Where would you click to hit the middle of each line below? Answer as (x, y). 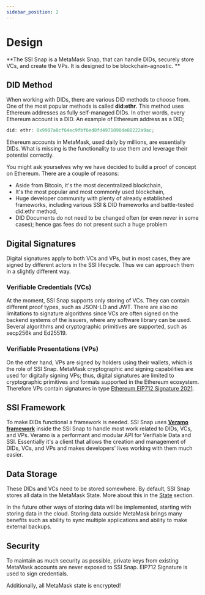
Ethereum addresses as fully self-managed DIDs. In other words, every (96, 113)
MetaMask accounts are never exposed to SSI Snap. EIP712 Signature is (97, 567)
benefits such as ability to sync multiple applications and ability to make (97, 520)
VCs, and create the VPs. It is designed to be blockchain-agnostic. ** (93, 65)
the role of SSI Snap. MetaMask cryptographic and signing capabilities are (100, 369)
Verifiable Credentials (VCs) (49, 287)
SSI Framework (36, 408)
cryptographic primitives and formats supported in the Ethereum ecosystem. (103, 382)
